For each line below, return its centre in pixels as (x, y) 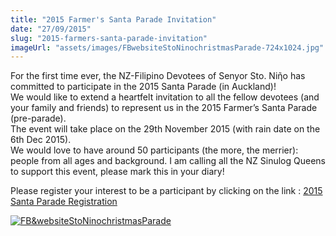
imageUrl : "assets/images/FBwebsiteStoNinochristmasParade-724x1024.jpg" (167, 47)
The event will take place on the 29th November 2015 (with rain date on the (165, 129)
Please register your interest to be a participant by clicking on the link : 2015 (166, 191)
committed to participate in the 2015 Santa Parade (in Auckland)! (143, 87)
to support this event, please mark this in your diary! (117, 172)
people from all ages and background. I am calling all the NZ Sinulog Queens (168, 161)
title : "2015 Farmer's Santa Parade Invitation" (113, 19)
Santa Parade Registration (64, 202)
